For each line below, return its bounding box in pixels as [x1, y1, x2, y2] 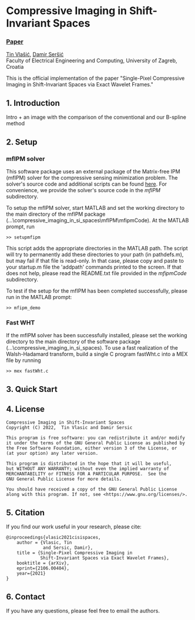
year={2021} [16, 571, 46, 577]
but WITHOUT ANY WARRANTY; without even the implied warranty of [6, 466, 169, 472]
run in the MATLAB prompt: [6, 293, 72, 300]
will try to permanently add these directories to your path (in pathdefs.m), [6, 251, 184, 258]
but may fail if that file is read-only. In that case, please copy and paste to [6, 257, 184, 264]
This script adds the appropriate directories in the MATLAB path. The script [6, 244, 188, 252]
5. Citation [6, 507, 45, 518]
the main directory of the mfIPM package [6, 210, 106, 217]
